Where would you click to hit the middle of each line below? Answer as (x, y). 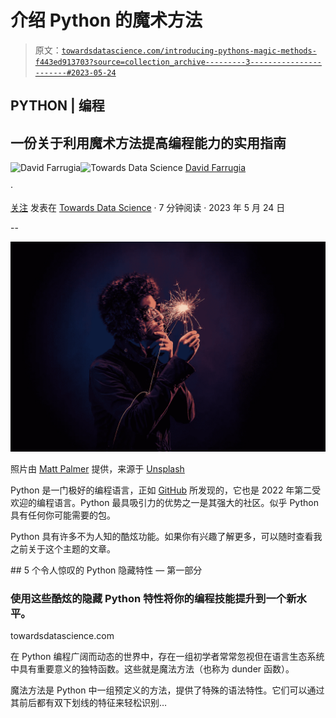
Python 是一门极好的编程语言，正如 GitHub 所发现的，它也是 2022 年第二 (161, 490)
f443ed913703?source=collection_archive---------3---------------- (178, 62)
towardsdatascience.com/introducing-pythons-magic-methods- (189, 51)
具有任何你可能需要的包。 (63, 515)
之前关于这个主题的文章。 (63, 548)
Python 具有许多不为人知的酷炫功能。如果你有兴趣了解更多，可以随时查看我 (166, 536)
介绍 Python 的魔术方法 (106, 20)
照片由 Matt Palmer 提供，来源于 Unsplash (97, 468)
